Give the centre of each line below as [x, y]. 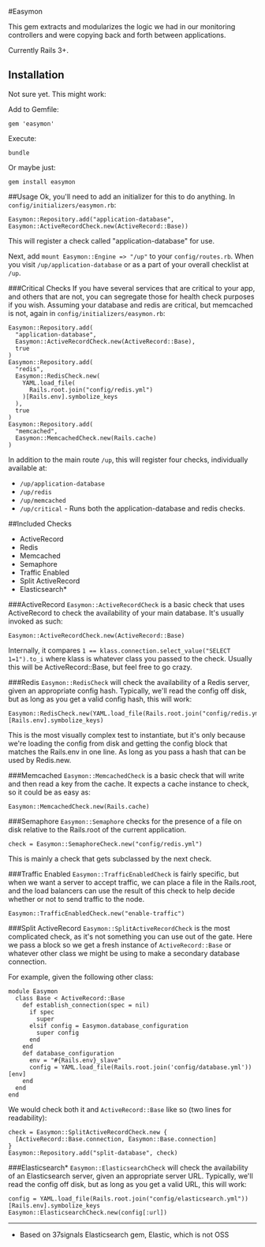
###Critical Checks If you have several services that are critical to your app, [132, 288]
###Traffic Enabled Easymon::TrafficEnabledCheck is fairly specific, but [123, 873]
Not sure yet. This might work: [57, 94]
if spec [42, 1012]
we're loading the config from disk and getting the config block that [118, 743]
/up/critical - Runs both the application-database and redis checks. [132, 508]
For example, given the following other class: [81, 977]
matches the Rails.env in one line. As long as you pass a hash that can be [127, 751]
